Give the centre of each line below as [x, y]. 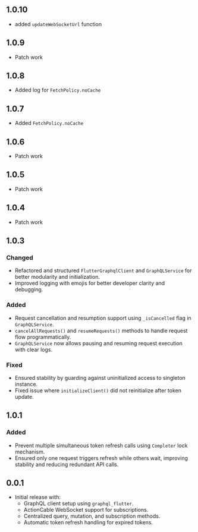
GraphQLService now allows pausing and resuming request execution [99, 343]
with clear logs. [33, 350]
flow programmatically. [43, 337]
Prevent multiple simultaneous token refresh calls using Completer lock [101, 445]
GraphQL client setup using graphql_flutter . [78, 503]
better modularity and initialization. [57, 277]
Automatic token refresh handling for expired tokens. [88, 522]
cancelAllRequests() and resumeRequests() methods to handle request [101, 330]
